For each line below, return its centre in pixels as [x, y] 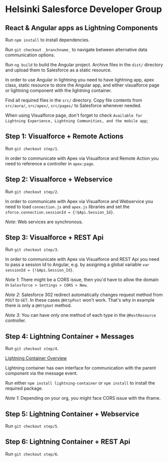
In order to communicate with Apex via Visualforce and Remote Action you [82, 158]
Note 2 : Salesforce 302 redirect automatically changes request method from [84, 295]
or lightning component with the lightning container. [58, 90]
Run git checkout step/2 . [32, 192]
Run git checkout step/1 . [32, 148]
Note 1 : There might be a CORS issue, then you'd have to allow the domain [82, 280]
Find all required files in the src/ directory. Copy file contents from [74, 100]
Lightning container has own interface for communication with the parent [81, 368]
